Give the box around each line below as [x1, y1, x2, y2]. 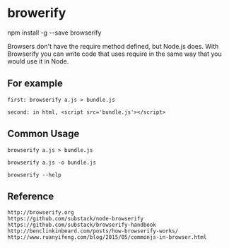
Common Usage [7, 128, 80, 140]
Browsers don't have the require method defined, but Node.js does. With [7, 42, 219, 50]
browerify [7, 5, 66, 21]
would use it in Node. [7, 57, 69, 65]
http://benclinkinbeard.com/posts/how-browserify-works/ [7, 228, 179, 235]
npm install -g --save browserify [7, 28, 102, 37]
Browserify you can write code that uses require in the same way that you [7, 49, 222, 58]
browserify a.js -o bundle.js [7, 159, 97, 166]
